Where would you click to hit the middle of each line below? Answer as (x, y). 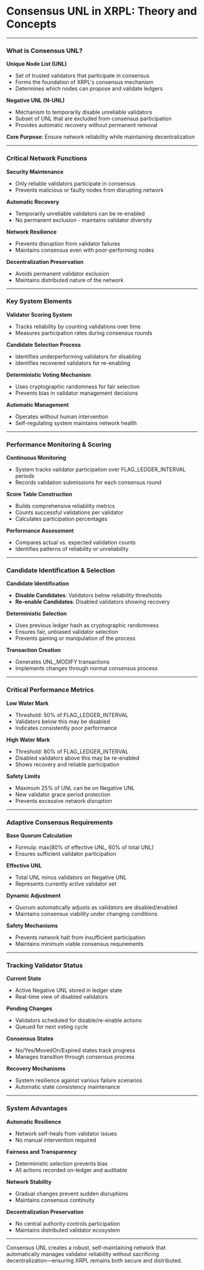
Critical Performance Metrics (50, 690)
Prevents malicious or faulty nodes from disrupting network (89, 190)
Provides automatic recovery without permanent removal (86, 125)
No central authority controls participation (67, 1223)
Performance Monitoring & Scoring (59, 444)
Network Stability (29, 1182)
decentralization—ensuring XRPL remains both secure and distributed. (94, 1260)
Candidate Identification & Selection (61, 571)
